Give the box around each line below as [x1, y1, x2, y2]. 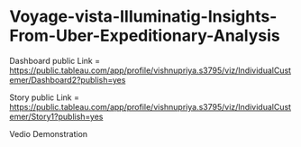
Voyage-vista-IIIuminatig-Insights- [9, 6, 278, 27]
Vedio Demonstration [9, 128, 88, 139]
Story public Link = [9, 92, 79, 103]
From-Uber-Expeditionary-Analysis [9, 25, 281, 46]
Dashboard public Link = [9, 55, 101, 66]
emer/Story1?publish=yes [9, 111, 104, 122]
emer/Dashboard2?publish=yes [9, 74, 126, 85]
